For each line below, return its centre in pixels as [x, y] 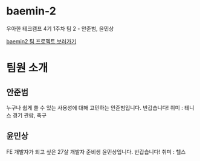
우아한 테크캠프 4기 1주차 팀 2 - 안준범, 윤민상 [60, 28]
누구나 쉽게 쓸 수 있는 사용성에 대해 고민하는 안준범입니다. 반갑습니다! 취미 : [95, 107]
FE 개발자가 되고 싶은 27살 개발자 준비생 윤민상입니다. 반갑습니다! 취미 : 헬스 [96, 151]
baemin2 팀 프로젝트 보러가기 [41, 41]
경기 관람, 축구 [30, 115]
